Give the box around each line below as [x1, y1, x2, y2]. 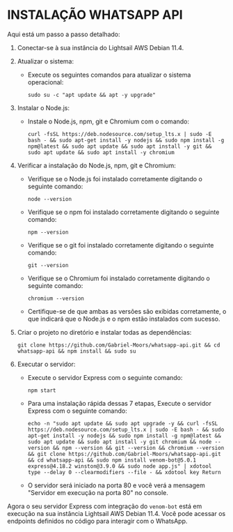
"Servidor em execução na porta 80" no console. [27, 488, 169, 496]
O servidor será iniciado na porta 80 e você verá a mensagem [27, 481, 205, 489]
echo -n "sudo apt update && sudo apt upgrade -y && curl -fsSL [27, 420, 218, 427]
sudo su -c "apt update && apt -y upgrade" [27, 91, 156, 98]
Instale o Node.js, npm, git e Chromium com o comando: [27, 117, 190, 126]
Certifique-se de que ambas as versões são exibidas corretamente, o [27, 307, 227, 315]
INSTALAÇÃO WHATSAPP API [7, 7, 183, 23]
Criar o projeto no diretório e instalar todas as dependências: [17, 328, 192, 336]
